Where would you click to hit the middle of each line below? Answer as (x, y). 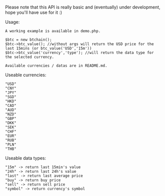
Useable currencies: (26, 75)
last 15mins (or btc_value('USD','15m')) (49, 49)
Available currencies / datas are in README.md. (56, 66)
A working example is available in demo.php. (53, 31)
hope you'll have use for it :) (34, 12)
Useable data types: (26, 158)
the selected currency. (30, 57)
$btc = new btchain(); (28, 40)
